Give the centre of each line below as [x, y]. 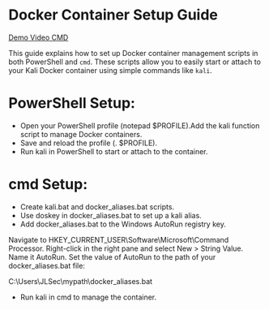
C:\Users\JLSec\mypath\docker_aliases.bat [80, 281]
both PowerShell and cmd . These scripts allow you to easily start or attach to [135, 62]
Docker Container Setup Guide [113, 15]
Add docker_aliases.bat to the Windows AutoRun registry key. [123, 224]
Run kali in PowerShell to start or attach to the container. [114, 151]
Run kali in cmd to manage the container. [88, 297]
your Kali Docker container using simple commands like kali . [110, 70]
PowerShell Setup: [72, 103]
